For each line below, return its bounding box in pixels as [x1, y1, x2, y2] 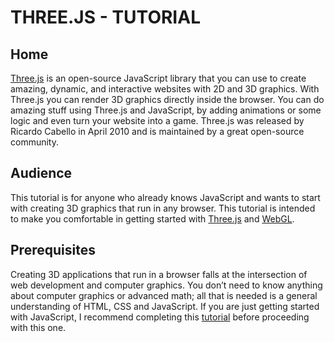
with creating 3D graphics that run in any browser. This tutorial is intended [10, 202, 316, 214]
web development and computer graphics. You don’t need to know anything [10, 279, 323, 291]
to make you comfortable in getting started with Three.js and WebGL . [10, 212, 295, 225]
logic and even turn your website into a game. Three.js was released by [10, 115, 305, 126]
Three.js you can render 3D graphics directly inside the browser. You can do [10, 94, 325, 105]
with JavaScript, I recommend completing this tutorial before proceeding [10, 311, 310, 323]
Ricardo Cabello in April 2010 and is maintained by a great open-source [10, 126, 305, 137]
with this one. [10, 321, 67, 333]
